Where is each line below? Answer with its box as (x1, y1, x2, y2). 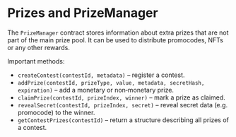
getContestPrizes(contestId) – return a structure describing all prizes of (17, 115, 230, 124)
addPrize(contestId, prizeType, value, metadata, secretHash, (17, 79, 205, 86)
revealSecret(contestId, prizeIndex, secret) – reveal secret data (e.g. (17, 100, 228, 109)
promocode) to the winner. (17, 108, 95, 117)
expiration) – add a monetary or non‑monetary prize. (17, 85, 175, 94)
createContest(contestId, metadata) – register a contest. (17, 71, 185, 79)
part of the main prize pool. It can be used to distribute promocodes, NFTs (7, 35, 224, 44)
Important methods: (7, 56, 65, 65)
